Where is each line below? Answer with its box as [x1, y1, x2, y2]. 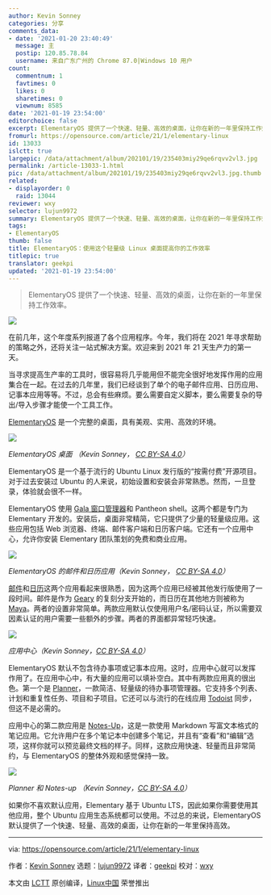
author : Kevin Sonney [8, 11, 81, 20]
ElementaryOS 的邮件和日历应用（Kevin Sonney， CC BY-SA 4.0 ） [8, 567, 230, 576]
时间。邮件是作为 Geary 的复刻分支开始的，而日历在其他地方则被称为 [15, 594, 244, 604]
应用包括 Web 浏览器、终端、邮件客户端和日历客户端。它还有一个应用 [15, 524, 247, 533]
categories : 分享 [8, 19, 65, 27]
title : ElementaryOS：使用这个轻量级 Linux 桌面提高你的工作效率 [8, 245, 211, 253]
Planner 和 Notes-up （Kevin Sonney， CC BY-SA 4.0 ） [8, 784, 192, 793]
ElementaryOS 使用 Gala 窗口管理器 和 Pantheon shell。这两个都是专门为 [8, 504, 248, 513]
